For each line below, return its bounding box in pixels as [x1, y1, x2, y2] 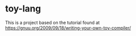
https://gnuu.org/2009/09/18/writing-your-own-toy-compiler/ [5, 24, 131, 30]
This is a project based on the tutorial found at [5, 19, 100, 25]
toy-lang [5, 3, 41, 14]
